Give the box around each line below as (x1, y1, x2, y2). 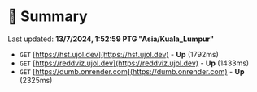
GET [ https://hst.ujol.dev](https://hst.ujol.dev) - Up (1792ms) (19, 49, 219, 59)
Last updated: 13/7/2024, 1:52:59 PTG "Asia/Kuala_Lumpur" (7, 34, 215, 44)
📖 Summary (7, 7, 88, 26)
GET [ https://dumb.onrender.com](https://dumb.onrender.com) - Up (19, 66, 245, 76)
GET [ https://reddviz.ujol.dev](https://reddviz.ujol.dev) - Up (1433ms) (19, 58, 250, 68)
